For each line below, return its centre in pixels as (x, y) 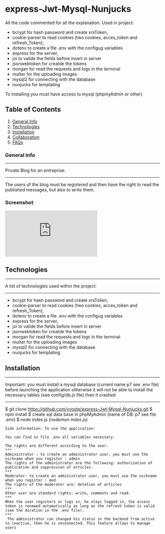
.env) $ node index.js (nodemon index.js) (46, 419)
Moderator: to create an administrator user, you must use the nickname (81, 476)
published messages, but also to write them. (50, 190)
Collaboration (26, 137)
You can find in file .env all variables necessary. (60, 437)
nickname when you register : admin (42, 459)
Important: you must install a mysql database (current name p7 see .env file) (82, 384)
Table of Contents (33, 110)
